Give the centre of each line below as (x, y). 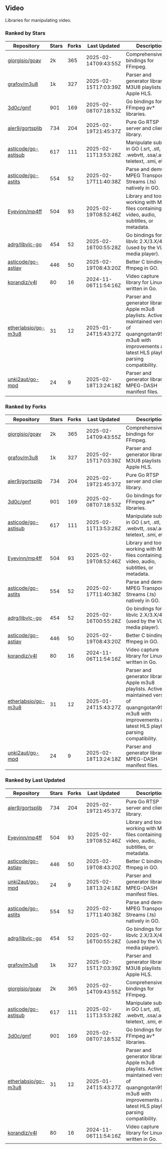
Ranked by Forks (26, 407)
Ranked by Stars (25, 33)
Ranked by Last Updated (35, 780)
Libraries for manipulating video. (38, 20)
